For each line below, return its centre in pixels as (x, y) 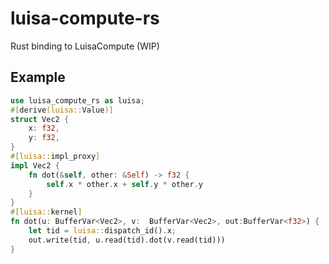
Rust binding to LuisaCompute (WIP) (85, 46)
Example (38, 77)
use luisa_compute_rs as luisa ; (77, 100)
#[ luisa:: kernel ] (46, 212)
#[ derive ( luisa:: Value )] (62, 110)
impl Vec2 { (35, 165)
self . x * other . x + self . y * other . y (124, 184)
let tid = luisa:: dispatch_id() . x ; (102, 231)
